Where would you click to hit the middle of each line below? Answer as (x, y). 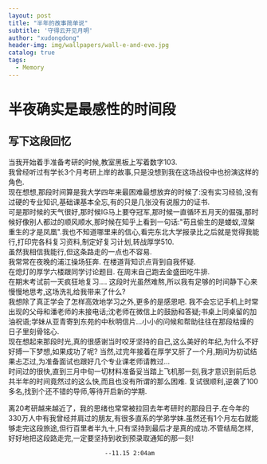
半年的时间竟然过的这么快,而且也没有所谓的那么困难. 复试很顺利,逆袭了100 (137, 381)
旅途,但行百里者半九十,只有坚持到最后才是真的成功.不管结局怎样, (148, 428)
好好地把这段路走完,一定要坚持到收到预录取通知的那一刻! (101, 438)
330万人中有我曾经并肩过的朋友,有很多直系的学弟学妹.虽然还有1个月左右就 (130, 418)
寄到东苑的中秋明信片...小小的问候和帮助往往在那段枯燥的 (160, 321)
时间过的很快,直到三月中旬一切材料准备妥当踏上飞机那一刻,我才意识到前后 (129, 371)
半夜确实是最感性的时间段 (92, 109)
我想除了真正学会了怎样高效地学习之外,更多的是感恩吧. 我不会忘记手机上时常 (133, 301)
